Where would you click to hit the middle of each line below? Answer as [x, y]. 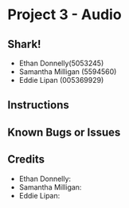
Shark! [24, 44]
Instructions [38, 105]
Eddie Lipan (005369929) [61, 80]
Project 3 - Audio [64, 15]
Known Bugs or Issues [64, 132]
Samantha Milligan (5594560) [68, 72]
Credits [26, 160]
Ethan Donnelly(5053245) [61, 63]
